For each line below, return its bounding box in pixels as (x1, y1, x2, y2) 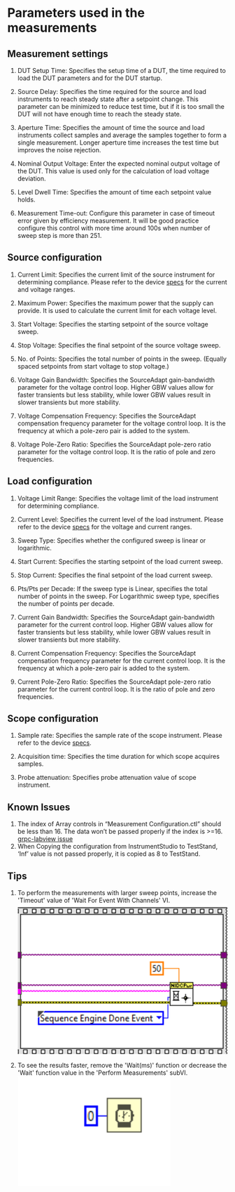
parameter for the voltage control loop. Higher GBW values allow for (17, 383, 214, 391)
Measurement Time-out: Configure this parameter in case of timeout (17, 209, 215, 217)
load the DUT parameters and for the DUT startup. (17, 74, 163, 82)
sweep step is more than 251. (17, 232, 102, 239)
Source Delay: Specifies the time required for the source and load (17, 88, 206, 95)
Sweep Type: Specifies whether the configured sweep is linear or (17, 536, 206, 545)
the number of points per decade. (17, 599, 115, 608)
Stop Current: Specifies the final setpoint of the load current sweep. (17, 571, 213, 579)
